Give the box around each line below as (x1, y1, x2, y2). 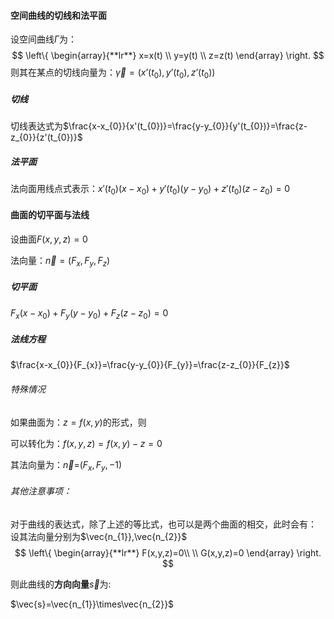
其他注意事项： (10, 485, 72, 497)
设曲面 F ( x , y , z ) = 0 (10, 233, 88, 245)
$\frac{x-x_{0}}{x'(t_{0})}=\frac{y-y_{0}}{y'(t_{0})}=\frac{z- (63, 120, 308, 132)
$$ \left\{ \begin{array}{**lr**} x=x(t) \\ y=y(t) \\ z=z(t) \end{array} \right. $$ (11, 50, 325, 62)
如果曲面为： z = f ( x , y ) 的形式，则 (10, 416, 147, 428)
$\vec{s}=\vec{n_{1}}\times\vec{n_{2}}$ (10, 598, 175, 610)
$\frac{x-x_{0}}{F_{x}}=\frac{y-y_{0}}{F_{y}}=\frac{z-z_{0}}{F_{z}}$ (10, 359, 290, 371)
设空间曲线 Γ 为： (10, 33, 78, 45)
